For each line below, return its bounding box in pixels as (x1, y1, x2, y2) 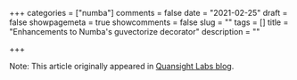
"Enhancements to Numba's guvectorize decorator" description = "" (9, 27, 260, 36)
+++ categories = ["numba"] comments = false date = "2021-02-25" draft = (9, 8, 288, 18)
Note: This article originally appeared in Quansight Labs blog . (9, 61, 235, 71)
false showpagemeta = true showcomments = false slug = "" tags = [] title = (9, 17, 289, 28)
